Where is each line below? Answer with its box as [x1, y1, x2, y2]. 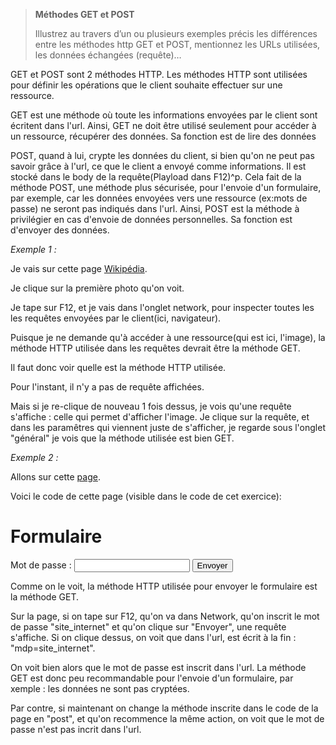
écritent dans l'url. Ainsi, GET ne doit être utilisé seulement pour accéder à [10, 120, 317, 131]
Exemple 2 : [10, 452, 59, 463]
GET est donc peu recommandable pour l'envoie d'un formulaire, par [10, 672, 294, 684]
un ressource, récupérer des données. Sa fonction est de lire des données [10, 130, 317, 142]
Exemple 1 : [10, 244, 57, 255]
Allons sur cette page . [10, 471, 101, 483]
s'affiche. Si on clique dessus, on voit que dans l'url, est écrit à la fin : [10, 631, 297, 643]
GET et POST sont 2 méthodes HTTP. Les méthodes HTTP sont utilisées [10, 69, 308, 80]
